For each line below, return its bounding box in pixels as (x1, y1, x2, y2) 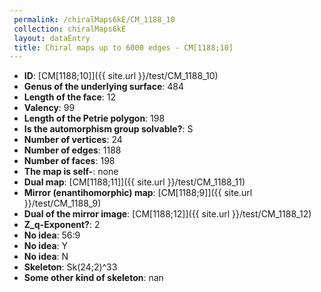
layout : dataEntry (13, 33, 91, 43)
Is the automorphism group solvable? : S (23, 123, 194, 135)
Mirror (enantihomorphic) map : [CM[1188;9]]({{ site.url (23, 187, 253, 199)
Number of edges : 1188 (23, 144, 122, 156)
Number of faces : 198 (23, 155, 116, 167)
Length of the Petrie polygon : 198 (23, 112, 166, 125)
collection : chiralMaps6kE (13, 24, 127, 34)
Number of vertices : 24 (23, 134, 123, 146)
